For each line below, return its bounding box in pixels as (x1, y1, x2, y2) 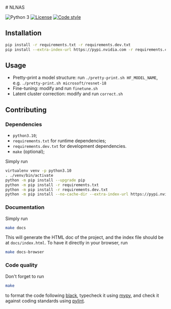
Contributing (5, 105, 47, 114)
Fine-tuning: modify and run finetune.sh (12, 85, 98, 91)
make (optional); (12, 148, 45, 154)
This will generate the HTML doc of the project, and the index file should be (5, 234, 164, 240)
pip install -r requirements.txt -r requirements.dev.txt (5, 42, 131, 47)
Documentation (5, 204, 45, 211)
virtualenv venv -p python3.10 (5, 168, 72, 173)
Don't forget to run (5, 273, 44, 279)
